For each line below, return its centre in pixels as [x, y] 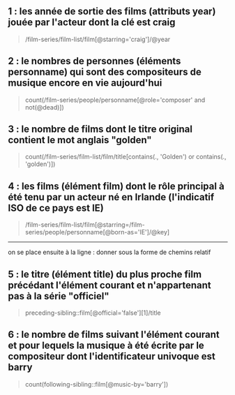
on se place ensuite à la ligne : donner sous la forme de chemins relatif [109, 252]
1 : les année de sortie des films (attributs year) [112, 12]
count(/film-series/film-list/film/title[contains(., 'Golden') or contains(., [126, 157]
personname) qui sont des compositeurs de [105, 72]
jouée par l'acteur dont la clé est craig [92, 23]
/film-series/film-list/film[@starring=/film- [85, 225]
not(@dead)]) [45, 107]
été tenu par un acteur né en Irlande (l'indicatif [111, 197]
